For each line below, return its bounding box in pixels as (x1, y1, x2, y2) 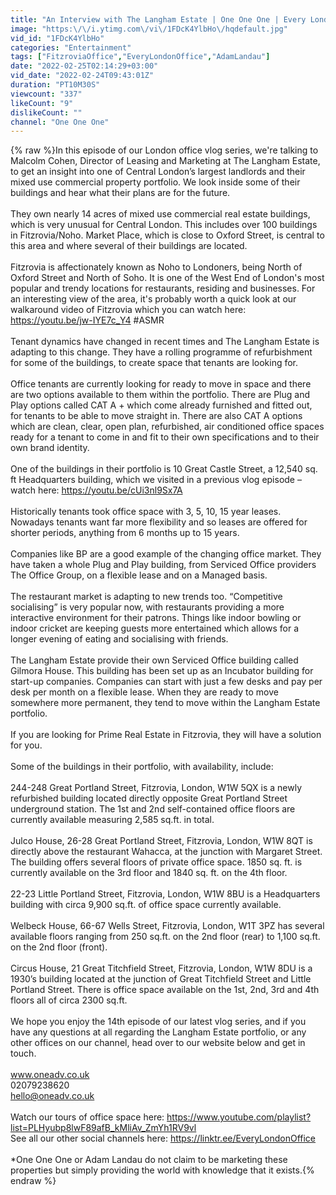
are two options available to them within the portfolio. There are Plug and (10, 389, 310, 401)
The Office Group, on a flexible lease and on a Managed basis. (10, 569, 268, 581)
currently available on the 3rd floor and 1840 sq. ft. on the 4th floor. (10, 867, 288, 879)
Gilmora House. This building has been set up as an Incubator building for (10, 665, 314, 677)
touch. (10, 1047, 37, 1060)
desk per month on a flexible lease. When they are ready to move (10, 686, 279, 698)
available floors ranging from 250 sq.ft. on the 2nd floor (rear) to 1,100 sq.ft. (10, 931, 321, 943)
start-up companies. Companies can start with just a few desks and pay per (10, 676, 323, 688)
